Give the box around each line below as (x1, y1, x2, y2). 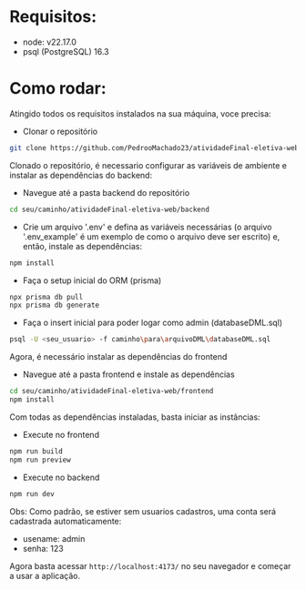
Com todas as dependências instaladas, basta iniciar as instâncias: (9, 412, 261, 422)
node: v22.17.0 (22, 36, 77, 47)
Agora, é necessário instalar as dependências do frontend (9, 351, 228, 362)
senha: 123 (22, 543, 64, 554)
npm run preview (9, 455, 71, 464)
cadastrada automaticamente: (9, 515, 122, 526)
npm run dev (9, 489, 55, 498)
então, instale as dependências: (22, 240, 143, 251)
